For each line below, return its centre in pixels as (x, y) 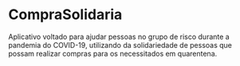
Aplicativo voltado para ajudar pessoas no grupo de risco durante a (119, 37)
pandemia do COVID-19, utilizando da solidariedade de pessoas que (120, 45)
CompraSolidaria (65, 15)
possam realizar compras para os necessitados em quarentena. (113, 53)
